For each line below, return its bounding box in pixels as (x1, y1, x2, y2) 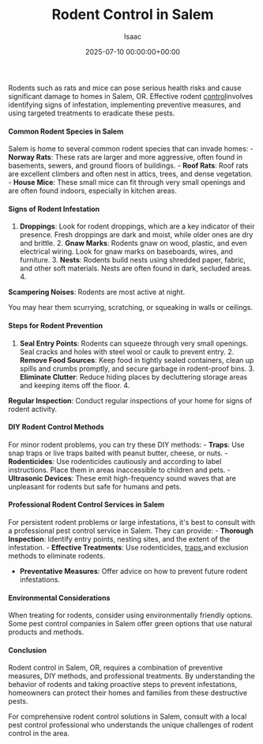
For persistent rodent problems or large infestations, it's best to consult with (8, 517, 255, 527)
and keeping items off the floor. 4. (19, 380, 130, 390)
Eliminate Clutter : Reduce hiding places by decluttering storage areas (19, 372, 248, 381)
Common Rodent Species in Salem (8, 127, 124, 136)
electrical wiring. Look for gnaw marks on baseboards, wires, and (19, 247, 233, 256)
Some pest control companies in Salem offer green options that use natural (8, 619, 253, 629)
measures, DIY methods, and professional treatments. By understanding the (8, 671, 255, 681)
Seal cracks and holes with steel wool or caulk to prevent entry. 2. (19, 346, 235, 357)
